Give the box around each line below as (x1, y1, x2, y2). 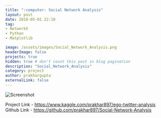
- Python (5, 31, 24, 36)
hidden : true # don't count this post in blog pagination (5, 59, 131, 64)
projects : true (5, 54, 38, 59)
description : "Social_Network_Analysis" (5, 64, 92, 69)
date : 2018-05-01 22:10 (5, 17, 56, 22)
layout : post (5, 12, 33, 17)
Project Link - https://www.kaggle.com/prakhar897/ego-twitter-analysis (5, 101, 156, 107)
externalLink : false (5, 78, 49, 83)
